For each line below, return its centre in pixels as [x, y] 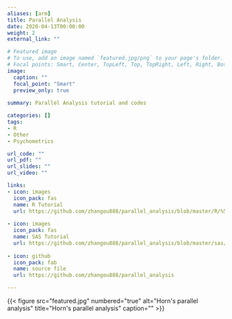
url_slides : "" [29, 166]
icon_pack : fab [35, 262]
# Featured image [32, 52]
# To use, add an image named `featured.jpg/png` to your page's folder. [116, 58]
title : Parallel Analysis [44, 20]
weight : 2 [21, 33]
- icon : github [29, 256]
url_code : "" [26, 154]
